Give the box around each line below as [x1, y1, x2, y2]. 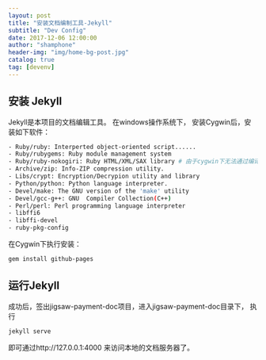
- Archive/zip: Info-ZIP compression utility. [8, 165, 165, 173]
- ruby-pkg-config [8, 224, 69, 232]
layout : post [8, 11, 51, 20]
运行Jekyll [8, 279, 60, 293]
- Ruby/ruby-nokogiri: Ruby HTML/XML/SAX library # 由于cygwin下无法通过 [8, 158, 249, 166]
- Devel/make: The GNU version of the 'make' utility [8, 187, 190, 195]
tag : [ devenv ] [8, 63, 55, 71]
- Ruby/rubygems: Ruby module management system [8, 150, 172, 159]
